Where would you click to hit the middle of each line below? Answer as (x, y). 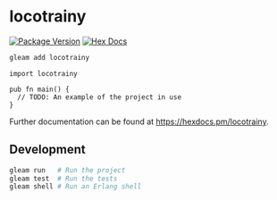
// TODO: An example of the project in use (99, 97)
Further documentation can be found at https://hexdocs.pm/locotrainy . (139, 121)
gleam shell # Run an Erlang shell (76, 187)
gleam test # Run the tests (63, 179)
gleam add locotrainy (50, 57)
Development (48, 150)
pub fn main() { (39, 89)
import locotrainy (43, 73)
